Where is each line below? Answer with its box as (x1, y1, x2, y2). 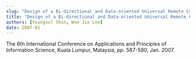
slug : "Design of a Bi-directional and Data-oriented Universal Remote (6, 8, 184, 14)
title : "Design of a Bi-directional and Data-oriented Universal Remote (6, 14, 187, 20)
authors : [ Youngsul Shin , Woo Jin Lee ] (6, 19, 103, 25)
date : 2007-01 (6, 24, 41, 31)
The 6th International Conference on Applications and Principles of (6, 40, 167, 47)
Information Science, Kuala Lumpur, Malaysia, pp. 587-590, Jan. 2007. (6, 47, 175, 54)
